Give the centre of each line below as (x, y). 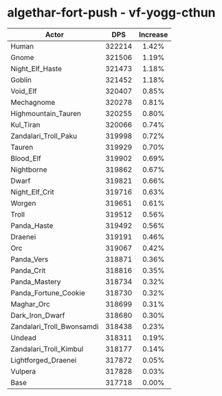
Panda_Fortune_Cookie (48, 293)
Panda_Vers (30, 259)
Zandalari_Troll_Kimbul (47, 348)
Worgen (23, 203)
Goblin (21, 79)
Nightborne (29, 169)
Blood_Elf (26, 158)
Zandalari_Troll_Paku (44, 136)
